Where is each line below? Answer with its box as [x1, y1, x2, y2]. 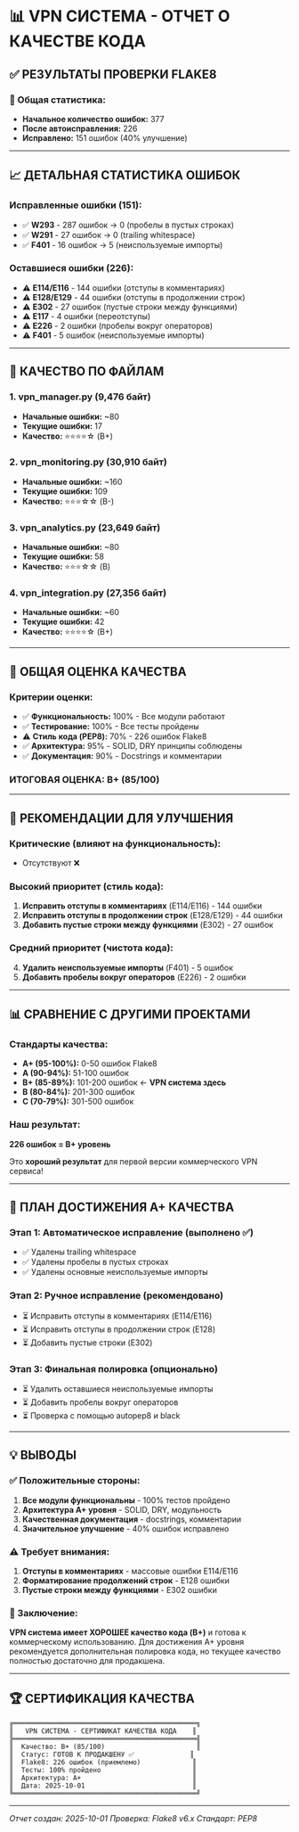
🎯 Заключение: [9, 1606, 78, 1619]
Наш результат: [9, 1119, 81, 1131]
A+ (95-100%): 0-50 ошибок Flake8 [21, 1058, 158, 1069]
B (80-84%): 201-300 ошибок [21, 1087, 135, 1097]
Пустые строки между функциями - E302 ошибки [21, 1584, 218, 1595]
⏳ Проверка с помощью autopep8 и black [21, 1409, 181, 1421]
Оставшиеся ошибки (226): [9, 262, 134, 275]
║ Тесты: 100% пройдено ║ [9, 1766, 198, 1775]
